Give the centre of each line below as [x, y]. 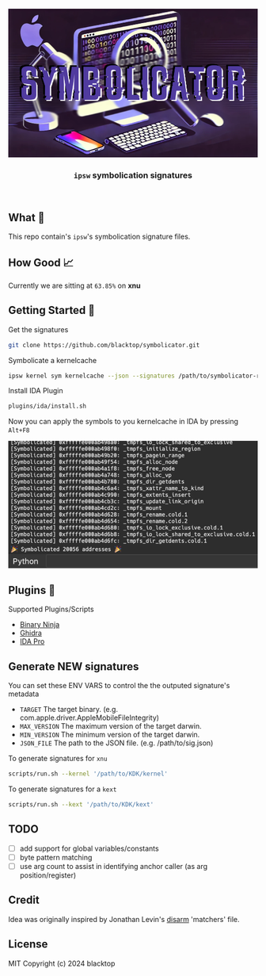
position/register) [48, 875]
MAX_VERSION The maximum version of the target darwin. [110, 726]
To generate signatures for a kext [63, 789]
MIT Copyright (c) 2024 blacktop [62, 963]
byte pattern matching [56, 857]
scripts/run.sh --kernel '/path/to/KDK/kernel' [88, 774]
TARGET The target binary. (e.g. [69, 710]
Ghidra [30, 633]
